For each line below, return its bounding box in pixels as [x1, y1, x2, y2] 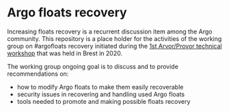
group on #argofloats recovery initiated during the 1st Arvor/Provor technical [7, 42, 222, 50]
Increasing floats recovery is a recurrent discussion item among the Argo [7, 27, 213, 36]
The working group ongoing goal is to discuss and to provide [7, 62, 179, 70]
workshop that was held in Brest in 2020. [7, 49, 123, 57]
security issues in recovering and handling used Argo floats [16, 90, 185, 98]
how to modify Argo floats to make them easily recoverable [16, 83, 184, 91]
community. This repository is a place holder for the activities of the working [7, 34, 222, 42]
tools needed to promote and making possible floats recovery [16, 97, 191, 105]
